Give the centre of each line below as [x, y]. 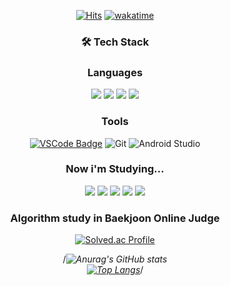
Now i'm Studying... [115, 169]
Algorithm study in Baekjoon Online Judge [115, 218]
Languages [115, 72]
